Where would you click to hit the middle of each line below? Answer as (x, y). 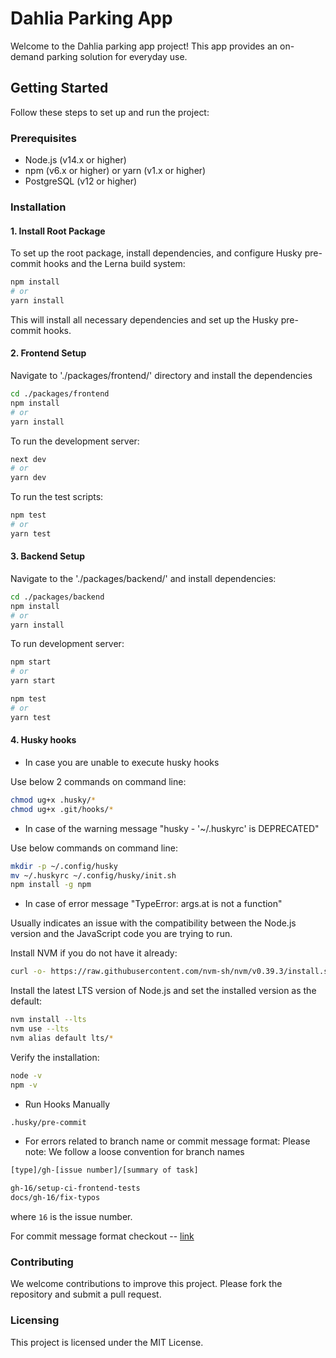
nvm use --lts (40, 1029)
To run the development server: (75, 441)
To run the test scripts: (57, 497)
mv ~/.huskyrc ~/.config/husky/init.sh (93, 875)
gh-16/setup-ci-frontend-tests (75, 1188)
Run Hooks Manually (67, 1104)
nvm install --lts (48, 1020)
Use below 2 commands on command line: (98, 781)
